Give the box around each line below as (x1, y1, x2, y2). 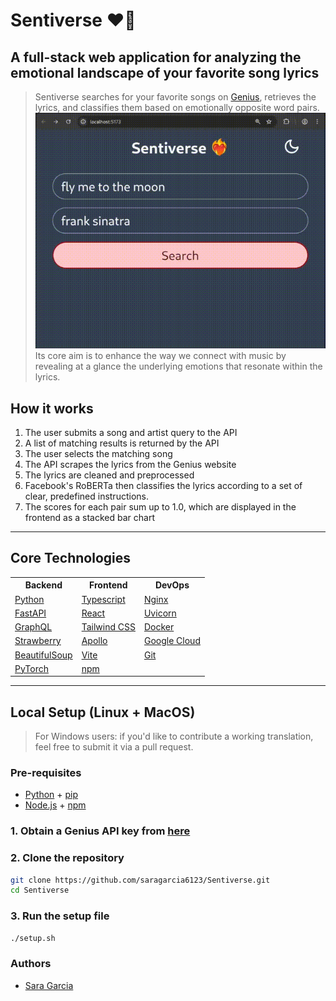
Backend (24, 579, 63, 591)
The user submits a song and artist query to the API (24, 426, 238, 438)
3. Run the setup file (10, 909, 110, 923)
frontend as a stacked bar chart (24, 511, 155, 523)
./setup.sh (10, 933, 56, 943)
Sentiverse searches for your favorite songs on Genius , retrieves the (34, 91, 317, 103)
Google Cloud (143, 635, 201, 647)
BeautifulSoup (14, 649, 73, 661)
